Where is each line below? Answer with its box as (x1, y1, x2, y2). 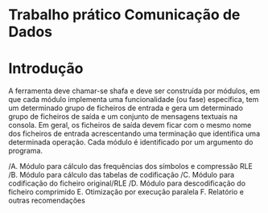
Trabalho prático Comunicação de (8, 6, 241, 24)
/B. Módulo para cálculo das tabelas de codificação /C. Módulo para (8, 170, 235, 180)
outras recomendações (8, 195, 86, 206)
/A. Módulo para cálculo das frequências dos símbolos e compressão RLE (8, 162, 254, 171)
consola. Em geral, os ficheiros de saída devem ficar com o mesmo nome (8, 121, 252, 130)
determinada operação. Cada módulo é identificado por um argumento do (8, 137, 254, 147)
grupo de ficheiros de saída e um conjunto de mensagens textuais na (8, 112, 238, 121)
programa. (8, 146, 43, 156)
